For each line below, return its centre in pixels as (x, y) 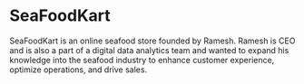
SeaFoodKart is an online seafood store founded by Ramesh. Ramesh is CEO (152, 41)
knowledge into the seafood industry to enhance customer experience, (142, 60)
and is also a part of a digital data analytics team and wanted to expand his (149, 50)
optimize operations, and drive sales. (78, 70)
